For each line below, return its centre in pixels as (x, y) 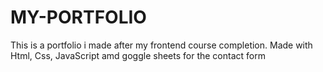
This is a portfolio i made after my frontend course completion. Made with (161, 45)
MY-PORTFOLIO (78, 17)
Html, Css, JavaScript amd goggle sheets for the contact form (138, 55)
